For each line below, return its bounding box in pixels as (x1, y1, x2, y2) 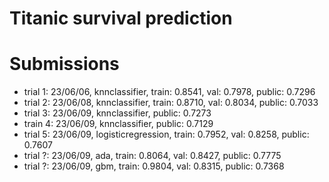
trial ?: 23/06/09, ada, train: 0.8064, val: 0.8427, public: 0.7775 (23, 150, 282, 162)
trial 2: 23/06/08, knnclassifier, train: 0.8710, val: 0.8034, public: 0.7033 (23, 97, 319, 109)
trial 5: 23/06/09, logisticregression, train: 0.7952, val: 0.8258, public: (23, 128, 310, 141)
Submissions (9, 53, 120, 76)
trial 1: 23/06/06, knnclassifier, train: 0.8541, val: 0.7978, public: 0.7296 (23, 86, 316, 98)
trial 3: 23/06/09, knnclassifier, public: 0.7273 (23, 107, 212, 119)
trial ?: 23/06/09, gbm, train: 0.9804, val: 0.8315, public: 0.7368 (23, 160, 285, 172)
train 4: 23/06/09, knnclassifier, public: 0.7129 (23, 118, 214, 130)
